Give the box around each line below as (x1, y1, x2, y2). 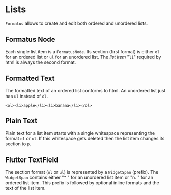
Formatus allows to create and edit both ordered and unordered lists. (5, 20, 148, 26)
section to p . (5, 141, 32, 147)
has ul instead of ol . (5, 93, 48, 99)
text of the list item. (5, 185, 46, 191)
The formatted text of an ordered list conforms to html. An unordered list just (5, 87, 166, 93)
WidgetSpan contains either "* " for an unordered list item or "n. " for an (5, 174, 154, 181)
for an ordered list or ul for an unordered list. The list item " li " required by (5, 54, 161, 60)
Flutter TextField (5, 155, 59, 164)
